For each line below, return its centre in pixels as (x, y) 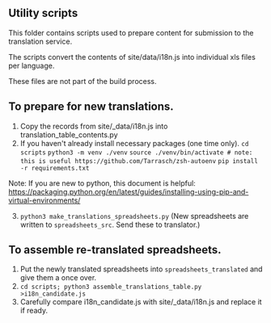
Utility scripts (43, 13)
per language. (32, 65)
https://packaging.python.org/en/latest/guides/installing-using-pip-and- (129, 191)
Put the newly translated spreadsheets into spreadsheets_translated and (141, 269)
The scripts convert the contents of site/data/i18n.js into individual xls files (132, 57)
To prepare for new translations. (91, 107)
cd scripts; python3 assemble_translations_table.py (111, 287)
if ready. (34, 311)
